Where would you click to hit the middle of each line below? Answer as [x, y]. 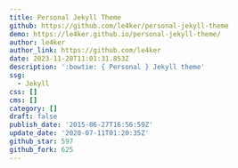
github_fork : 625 [41, 149]
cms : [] [24, 100]
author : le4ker [37, 42]
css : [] [24, 92]
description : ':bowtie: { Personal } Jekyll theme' [107, 68]
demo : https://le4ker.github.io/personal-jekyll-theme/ [115, 34]
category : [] [33, 108]
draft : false [33, 116]
